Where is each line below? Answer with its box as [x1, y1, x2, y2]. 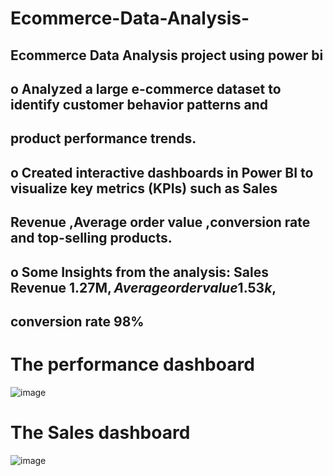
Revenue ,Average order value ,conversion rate [10, 214, 311, 231]
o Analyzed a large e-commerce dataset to [10, 80, 282, 97]
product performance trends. [10, 130, 197, 147]
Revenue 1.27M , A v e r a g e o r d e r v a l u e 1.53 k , [10, 279, 277, 296]
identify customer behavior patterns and [10, 96, 269, 113]
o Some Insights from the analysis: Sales [10, 263, 269, 281]
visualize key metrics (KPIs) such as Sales [10, 180, 278, 197]
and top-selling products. [10, 230, 173, 247]
